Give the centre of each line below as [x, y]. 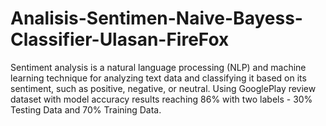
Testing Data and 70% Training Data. [86, 109]
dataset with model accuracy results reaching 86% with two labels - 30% [161, 99]
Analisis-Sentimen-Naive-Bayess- [156, 18]
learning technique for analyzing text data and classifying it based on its [158, 78]
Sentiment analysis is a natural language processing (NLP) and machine [158, 67]
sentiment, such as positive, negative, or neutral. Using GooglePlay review [163, 88]
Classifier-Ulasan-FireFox [120, 39]
